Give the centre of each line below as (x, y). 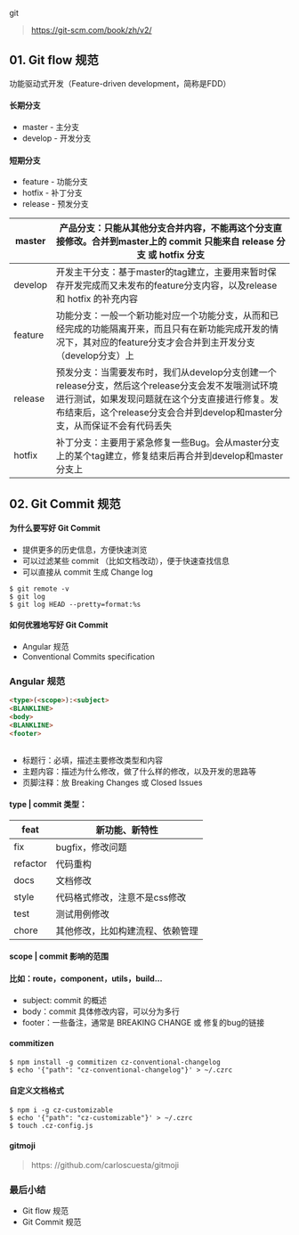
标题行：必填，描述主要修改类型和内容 (92, 760)
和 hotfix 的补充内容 (97, 299)
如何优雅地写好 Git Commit (59, 625)
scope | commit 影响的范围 (59, 956)
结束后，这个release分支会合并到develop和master (170, 413)
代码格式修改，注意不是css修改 (121, 897)
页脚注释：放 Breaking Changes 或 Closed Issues (112, 782)
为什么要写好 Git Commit (55, 528)
